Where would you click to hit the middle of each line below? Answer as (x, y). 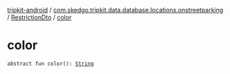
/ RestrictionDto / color (39, 17)
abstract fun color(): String (51, 64)
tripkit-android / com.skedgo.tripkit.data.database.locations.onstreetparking (115, 10)
